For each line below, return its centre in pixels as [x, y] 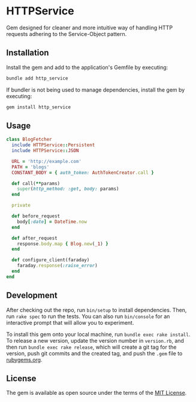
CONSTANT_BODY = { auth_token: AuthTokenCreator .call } [83, 173]
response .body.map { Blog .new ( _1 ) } [63, 244]
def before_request [36, 216]
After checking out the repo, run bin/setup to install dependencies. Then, [97, 310]
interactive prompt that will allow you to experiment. [70, 322]
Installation [28, 53]
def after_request [35, 238]
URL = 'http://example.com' [47, 161]
